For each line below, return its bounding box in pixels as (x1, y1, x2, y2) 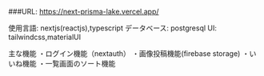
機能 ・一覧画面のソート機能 (22, 59, 116, 68)
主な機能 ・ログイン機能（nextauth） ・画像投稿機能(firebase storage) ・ (8, 49, 250, 58)
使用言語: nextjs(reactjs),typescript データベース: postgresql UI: (8, 23, 218, 33)
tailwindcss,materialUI (8, 32, 82, 42)
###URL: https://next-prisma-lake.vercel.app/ (8, 7, 159, 16)
